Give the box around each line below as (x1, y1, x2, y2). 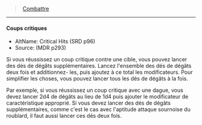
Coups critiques (6, 24, 47, 32)
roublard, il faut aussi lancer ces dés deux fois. (6, 112, 122, 120)
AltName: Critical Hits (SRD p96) (14, 38, 96, 45)
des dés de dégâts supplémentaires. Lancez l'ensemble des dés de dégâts (6, 62, 192, 70)
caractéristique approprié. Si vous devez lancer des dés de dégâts (6, 99, 171, 107)
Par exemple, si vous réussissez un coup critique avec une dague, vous (6, 87, 183, 94)
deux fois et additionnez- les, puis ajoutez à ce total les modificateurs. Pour (6, 69, 193, 76)
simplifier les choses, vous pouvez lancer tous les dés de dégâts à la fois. (6, 75, 188, 82)
